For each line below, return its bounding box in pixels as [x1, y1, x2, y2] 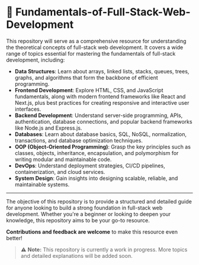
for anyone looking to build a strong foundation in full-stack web [6, 204, 163, 211]
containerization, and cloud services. [14, 168, 105, 175]
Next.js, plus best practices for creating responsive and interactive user [14, 99, 190, 106]
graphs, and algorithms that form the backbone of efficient [14, 74, 158, 81]
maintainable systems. [14, 180, 70, 188]
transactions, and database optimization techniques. [14, 137, 143, 144]
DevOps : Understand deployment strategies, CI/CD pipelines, [14, 162, 165, 169]
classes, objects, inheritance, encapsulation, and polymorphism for [14, 149, 179, 156]
